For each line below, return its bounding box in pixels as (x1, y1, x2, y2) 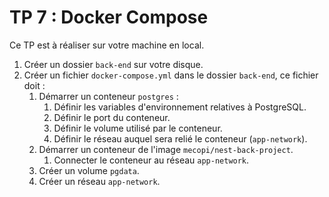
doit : (23, 79, 46, 91)
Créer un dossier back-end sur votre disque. (23, 58, 204, 70)
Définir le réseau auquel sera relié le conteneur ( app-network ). (53, 132, 308, 145)
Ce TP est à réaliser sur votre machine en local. (9, 39, 205, 51)
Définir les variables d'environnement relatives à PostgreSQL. (53, 101, 307, 113)
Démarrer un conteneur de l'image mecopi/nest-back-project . (38, 143, 294, 155)
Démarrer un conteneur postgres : (38, 90, 179, 102)
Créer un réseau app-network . (38, 175, 161, 187)
